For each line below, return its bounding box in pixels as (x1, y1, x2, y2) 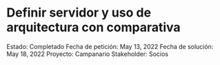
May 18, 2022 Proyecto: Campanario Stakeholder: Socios (6, 50, 168, 58)
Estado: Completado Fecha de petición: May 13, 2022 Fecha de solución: (6, 42, 214, 50)
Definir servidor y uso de (6, 5, 152, 21)
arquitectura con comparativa (6, 19, 181, 35)
